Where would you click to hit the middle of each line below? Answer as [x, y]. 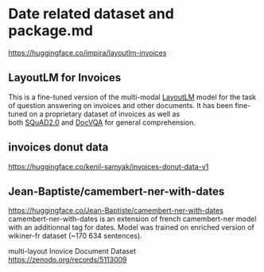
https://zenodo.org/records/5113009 [68, 260]
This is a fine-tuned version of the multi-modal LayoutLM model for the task [132, 97]
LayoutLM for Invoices [65, 78]
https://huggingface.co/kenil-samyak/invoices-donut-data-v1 [109, 166]
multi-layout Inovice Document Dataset [72, 251]
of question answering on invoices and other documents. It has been [121, 105]
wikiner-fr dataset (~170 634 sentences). [76, 236]
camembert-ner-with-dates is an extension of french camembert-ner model [132, 219]
